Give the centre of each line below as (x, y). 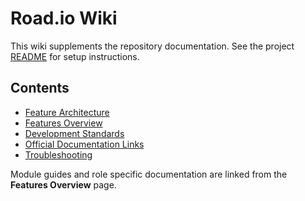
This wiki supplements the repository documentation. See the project (152, 46)
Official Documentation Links (84, 144)
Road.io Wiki (64, 18)
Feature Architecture (67, 112)
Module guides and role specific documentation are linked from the (149, 174)
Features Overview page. (63, 184)
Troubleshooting (58, 154)
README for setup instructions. (75, 56)
